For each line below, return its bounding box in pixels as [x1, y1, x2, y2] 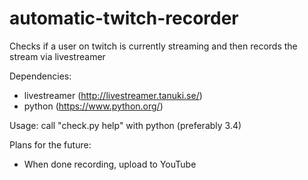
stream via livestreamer [9, 50, 106, 62]
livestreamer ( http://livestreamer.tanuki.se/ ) [23, 89, 203, 101]
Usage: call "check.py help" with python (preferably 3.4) [9, 119, 242, 131]
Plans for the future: [9, 138, 92, 151]
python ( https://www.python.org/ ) [23, 100, 164, 112]
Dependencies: [9, 70, 72, 82]
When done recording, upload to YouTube [23, 158, 197, 170]
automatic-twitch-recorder [9, 7, 239, 30]
